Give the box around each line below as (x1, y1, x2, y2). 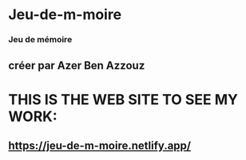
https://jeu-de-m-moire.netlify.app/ (8, 139, 192, 153)
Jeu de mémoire (8, 34, 73, 45)
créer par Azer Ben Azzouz (8, 58, 145, 72)
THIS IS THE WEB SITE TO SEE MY (8, 90, 238, 108)
